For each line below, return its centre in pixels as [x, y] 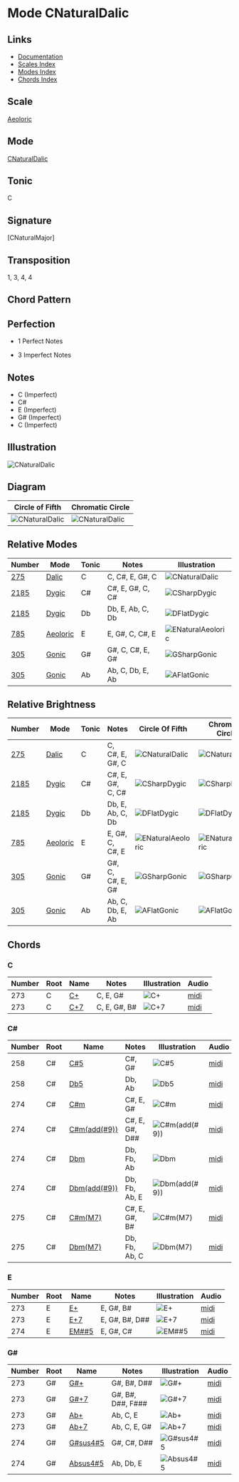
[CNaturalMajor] [31, 238]
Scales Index [36, 64]
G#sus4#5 [86, 1443]
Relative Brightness [52, 704]
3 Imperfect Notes [44, 355]
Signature [30, 220]
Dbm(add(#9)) [94, 1188]
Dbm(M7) [85, 1247]
